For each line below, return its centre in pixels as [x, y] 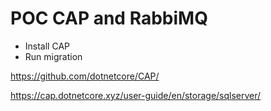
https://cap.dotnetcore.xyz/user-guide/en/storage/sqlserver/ [136, 95]
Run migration [53, 56]
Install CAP [47, 46]
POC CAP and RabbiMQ [109, 18]
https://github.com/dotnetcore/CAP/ [85, 76]
